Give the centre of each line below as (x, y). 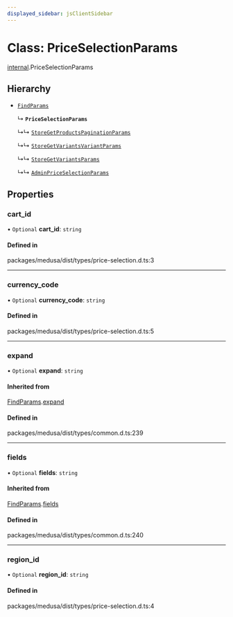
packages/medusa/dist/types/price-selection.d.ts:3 (81, 260)
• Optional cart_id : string (44, 229)
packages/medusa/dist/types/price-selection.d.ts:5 (81, 331)
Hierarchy (29, 88)
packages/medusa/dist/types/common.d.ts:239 (75, 433)
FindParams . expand (36, 402)
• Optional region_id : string (48, 575)
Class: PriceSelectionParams (93, 47)
